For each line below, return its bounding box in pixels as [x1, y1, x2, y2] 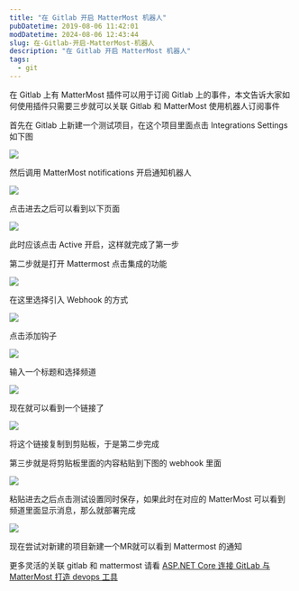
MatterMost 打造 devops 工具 [9, 571, 119, 582]
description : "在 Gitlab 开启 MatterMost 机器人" [9, 47, 191, 56]
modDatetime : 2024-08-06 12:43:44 [9, 30, 140, 39]
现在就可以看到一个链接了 [9, 402, 104, 413]
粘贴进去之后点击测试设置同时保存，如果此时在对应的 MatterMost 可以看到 [9, 493, 286, 505]
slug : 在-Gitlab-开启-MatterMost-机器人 [9, 38, 155, 48]
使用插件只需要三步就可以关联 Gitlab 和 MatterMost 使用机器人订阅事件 [16, 100, 281, 111]
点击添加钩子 [9, 330, 57, 341]
